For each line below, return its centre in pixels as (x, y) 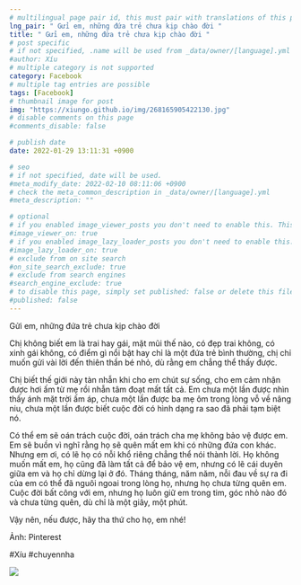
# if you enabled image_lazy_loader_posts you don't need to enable (140, 242)
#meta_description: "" (52, 200)
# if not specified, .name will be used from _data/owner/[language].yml (150, 51)
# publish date (38, 143)
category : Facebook (46, 76)
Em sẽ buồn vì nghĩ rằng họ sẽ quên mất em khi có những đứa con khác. (143, 445)
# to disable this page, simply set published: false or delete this (142, 292)
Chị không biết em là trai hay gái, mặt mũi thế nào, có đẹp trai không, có (142, 343)
